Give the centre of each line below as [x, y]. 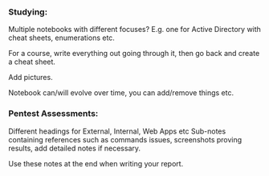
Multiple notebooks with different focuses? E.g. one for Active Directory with [134, 30]
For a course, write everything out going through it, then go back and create [134, 54]
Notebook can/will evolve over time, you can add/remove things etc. [121, 93]
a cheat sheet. [32, 62]
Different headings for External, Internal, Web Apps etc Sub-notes [117, 131]
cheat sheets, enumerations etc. [61, 38]
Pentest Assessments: [53, 114]
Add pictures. [31, 78]
